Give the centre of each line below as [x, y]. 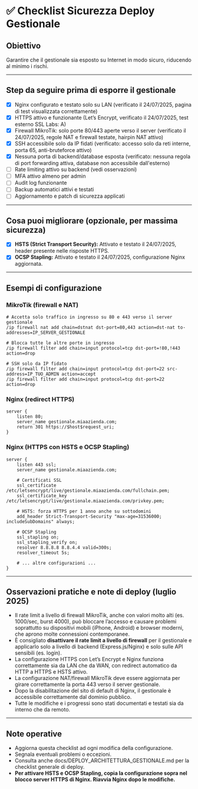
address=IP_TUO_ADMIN [33, 374]
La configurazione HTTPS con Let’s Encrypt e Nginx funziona [89, 659]
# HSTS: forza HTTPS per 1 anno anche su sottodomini [84, 511]
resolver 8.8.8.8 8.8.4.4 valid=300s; [64, 548]
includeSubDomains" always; [41, 521]
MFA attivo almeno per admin [50, 176]
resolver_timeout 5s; [43, 553]
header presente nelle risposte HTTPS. [62, 251]
